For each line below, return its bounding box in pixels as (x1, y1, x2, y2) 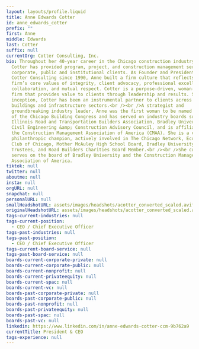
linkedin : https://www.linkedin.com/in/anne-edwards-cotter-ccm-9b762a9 (6, 323, 190, 329)
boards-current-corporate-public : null (6, 262, 105, 269)
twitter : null (6, 169, 41, 175)
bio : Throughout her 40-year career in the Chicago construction (6, 58, 171, 64)
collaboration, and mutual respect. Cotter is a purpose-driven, (11, 86, 176, 92)
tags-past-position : (6, 235, 57, 241)
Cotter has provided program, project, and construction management (11, 64, 184, 70)
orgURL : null (6, 185, 38, 191)
